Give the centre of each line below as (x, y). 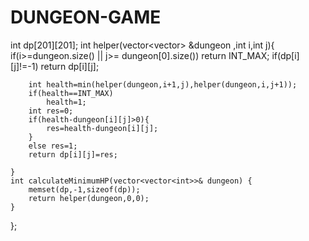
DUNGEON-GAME (86, 17)
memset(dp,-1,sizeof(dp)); (84, 189)
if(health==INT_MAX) (71, 93)
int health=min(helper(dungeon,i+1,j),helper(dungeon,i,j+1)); (163, 84)
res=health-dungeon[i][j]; (102, 128)
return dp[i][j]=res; (73, 154)
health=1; (66, 102)
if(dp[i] (285, 55)
